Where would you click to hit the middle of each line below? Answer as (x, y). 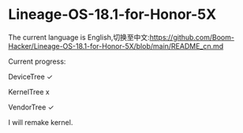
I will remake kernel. (41, 122)
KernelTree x (29, 91)
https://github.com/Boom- (192, 37)
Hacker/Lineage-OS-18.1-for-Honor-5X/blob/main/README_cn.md (116, 46)
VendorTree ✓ (31, 107)
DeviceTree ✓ (31, 76)
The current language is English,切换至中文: (79, 37)
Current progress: (37, 61)
